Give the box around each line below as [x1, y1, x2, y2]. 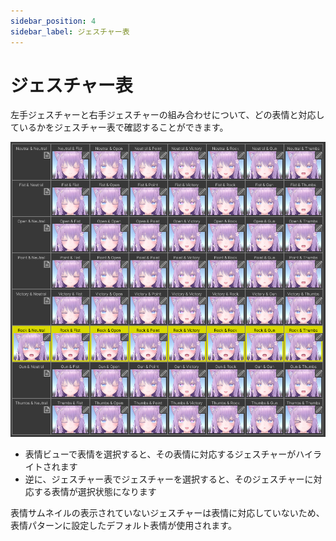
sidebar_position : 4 [10, 16, 97, 26]
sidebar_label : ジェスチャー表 [10, 26, 130, 37]
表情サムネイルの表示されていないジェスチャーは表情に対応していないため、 [10, 506, 325, 519]
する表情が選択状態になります [33, 485, 157, 497]
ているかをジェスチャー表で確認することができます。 [10, 121, 229, 134]
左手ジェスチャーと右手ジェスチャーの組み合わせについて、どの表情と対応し [10, 109, 325, 121]
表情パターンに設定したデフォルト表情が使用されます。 [10, 519, 237, 531]
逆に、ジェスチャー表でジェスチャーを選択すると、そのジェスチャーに [24, 473, 314, 485]
